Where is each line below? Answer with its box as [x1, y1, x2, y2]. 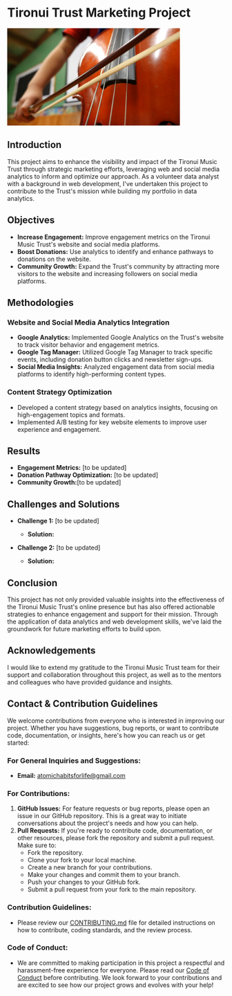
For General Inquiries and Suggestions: [7, 756, 142, 766]
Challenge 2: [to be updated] [17, 543, 101, 552]
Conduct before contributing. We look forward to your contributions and [17, 973, 222, 981]
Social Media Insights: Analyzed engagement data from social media [17, 363, 215, 371]
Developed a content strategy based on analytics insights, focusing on [17, 403, 218, 411]
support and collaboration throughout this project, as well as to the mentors [7, 670, 222, 679]
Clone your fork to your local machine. [27, 856, 137, 864]
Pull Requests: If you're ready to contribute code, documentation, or [17, 826, 213, 835]
